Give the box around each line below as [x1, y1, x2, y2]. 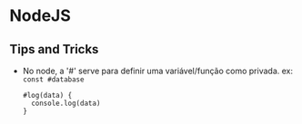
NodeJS [9, 5, 71, 26]
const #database [22, 75, 85, 84]
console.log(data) [31, 99, 101, 108]
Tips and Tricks [9, 42, 99, 57]
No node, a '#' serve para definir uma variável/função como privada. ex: [22, 65, 294, 76]
